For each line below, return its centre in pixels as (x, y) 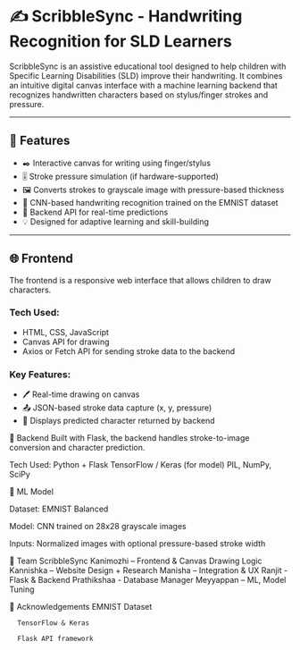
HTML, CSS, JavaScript (66, 332)
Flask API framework (55, 639)
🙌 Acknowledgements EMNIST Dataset (81, 607)
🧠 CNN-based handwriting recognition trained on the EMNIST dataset (150, 202)
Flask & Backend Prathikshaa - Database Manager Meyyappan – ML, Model (148, 580)
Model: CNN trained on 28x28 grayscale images (98, 527)
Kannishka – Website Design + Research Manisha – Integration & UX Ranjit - (149, 570)
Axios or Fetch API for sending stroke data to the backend (129, 351)
